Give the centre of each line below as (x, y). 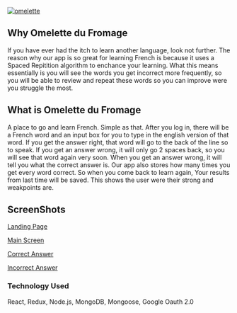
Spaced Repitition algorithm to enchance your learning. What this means (113, 65)
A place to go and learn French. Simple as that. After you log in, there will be (118, 127)
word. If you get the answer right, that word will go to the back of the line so (118, 142)
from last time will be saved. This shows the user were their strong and (110, 180)
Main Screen (26, 240)
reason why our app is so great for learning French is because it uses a (111, 57)
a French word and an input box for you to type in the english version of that (118, 135)
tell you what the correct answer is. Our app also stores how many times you (119, 165)
